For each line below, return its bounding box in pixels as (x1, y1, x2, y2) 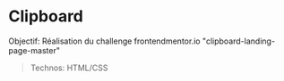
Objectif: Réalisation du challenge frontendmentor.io (8, 36, 201, 46)
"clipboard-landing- (202, 36, 275, 46)
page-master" (8, 45, 60, 55)
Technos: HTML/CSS (30, 62, 108, 73)
